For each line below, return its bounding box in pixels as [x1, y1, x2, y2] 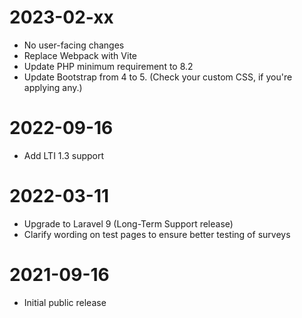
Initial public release [23, 296, 107, 308]
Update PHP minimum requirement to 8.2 [23, 60, 194, 72]
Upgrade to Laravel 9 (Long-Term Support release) [23, 217, 234, 230]
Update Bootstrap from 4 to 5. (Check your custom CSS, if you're [23, 71, 293, 83]
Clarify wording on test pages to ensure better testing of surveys [23, 228, 291, 240]
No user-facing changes [23, 39, 125, 51]
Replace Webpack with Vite [23, 49, 137, 61]
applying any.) [23, 81, 83, 93]
